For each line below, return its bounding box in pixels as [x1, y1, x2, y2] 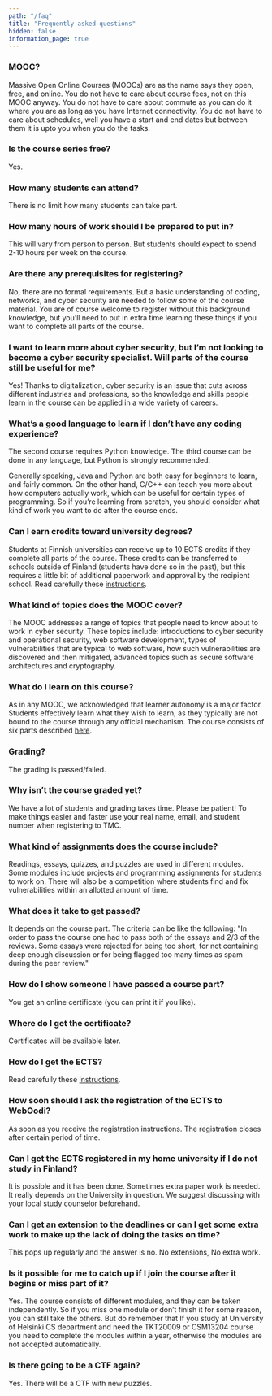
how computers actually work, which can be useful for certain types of [8, 489, 245, 498]
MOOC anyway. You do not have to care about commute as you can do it [8, 97, 252, 107]
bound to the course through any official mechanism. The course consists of [8, 717, 265, 727]
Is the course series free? [8, 143, 111, 154]
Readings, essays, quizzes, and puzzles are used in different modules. [8, 859, 244, 869]
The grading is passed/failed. [8, 764, 107, 774]
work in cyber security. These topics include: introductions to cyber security [8, 626, 264, 636]
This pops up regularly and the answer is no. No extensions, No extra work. [8, 1247, 261, 1257]
